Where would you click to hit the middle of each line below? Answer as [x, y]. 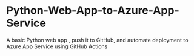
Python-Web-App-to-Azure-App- [93, 11]
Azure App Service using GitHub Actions [57, 46]
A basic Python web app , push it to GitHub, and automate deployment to [97, 40]
